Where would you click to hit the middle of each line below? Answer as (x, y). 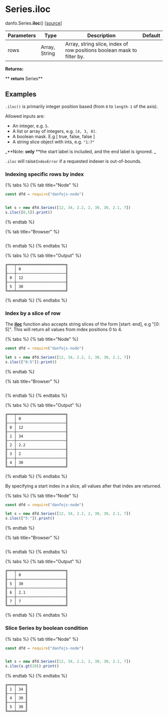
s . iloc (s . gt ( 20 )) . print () (32, 666)
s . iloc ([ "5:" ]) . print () (30, 519)
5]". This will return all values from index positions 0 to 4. (64, 329)
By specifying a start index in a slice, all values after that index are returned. (83, 486)
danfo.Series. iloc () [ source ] (34, 23)
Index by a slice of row (33, 313)
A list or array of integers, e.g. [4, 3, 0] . (54, 131)
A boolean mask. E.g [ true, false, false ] (53, 136)
